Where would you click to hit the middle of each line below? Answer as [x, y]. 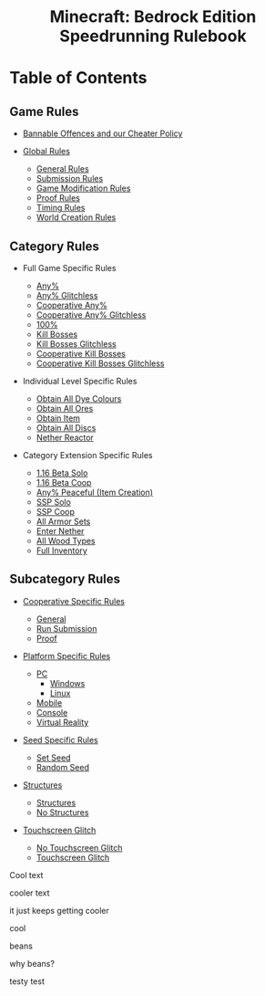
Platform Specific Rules [66, 655]
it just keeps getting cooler [59, 910]
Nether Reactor [65, 437]
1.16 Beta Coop [64, 482]
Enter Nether [60, 531]
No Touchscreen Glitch [79, 847]
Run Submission [66, 628]
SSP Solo [53, 502]
